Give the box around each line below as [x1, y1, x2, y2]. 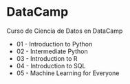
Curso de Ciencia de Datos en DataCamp [6, 27, 123, 35]
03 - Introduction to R [16, 54, 78, 62]
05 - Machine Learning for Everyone [16, 69, 120, 77]
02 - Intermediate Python [16, 47, 88, 55]
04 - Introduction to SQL [16, 61, 86, 70]
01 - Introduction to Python [16, 40, 93, 48]
